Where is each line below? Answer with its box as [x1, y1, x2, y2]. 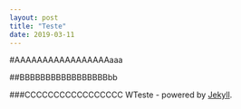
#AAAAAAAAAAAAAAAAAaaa [9, 55, 123, 66]
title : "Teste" [9, 22, 67, 31]
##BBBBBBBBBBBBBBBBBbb [9, 72, 118, 83]
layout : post [9, 13, 59, 23]
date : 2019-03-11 [9, 30, 75, 39]
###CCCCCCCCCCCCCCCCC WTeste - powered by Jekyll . [9, 89, 233, 100]
